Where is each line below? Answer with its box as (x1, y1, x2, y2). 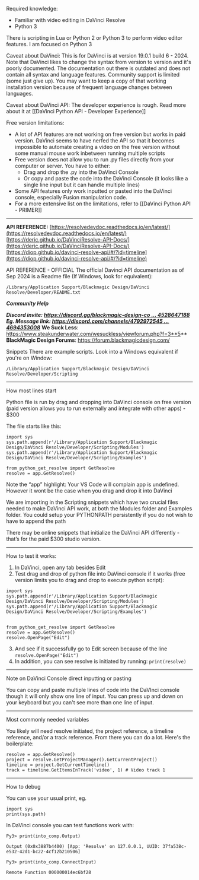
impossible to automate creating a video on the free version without (14, 144, 180, 150)
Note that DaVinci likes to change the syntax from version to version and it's (6, 59, 191, 65)
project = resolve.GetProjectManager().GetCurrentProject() (6, 757, 158, 763)
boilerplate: (6, 740, 34, 747)
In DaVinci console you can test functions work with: (6, 822, 134, 828)
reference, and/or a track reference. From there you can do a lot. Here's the (6, 734, 191, 741)
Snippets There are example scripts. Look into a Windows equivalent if (6, 348, 179, 355)
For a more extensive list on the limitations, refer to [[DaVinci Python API (14, 200, 191, 207)
